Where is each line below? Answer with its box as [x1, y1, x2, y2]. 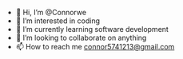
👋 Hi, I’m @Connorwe [15, 8, 86, 17]
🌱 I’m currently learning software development [15, 25, 169, 33]
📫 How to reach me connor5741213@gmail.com [15, 42, 175, 51]
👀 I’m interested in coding [15, 16, 101, 26]
